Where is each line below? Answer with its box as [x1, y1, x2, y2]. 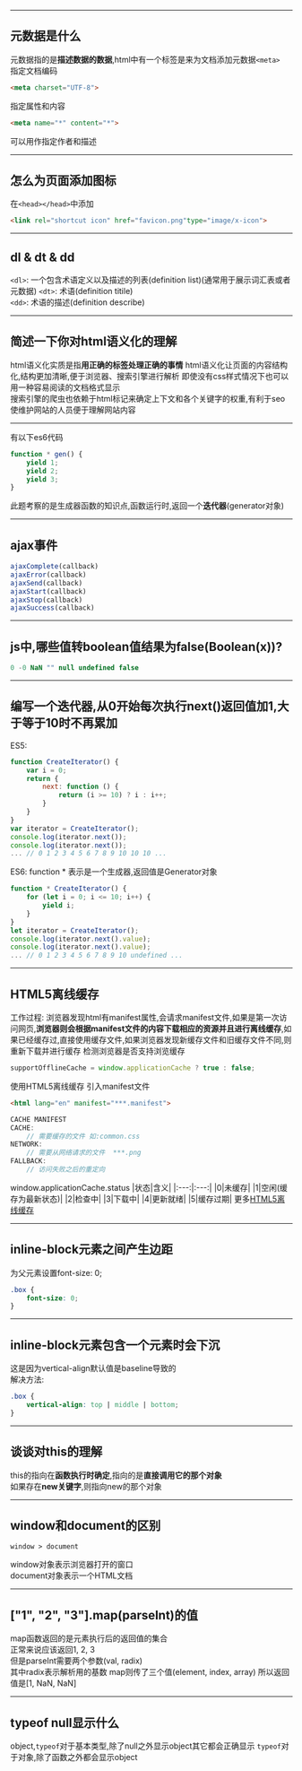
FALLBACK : [10, 1157, 47, 1166]
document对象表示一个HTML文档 [10, 1570, 134, 1581]
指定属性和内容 [10, 100, 65, 111]
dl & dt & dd [10, 249, 75, 265]
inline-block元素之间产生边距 [10, 1242, 173, 1257]
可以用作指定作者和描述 [10, 135, 97, 146]
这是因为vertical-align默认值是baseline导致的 [10, 1363, 177, 1374]
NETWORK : [10, 1140, 43, 1149]
